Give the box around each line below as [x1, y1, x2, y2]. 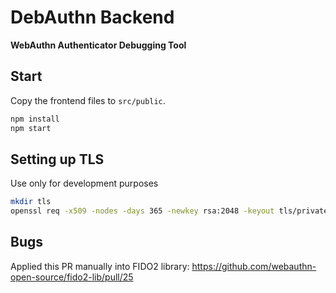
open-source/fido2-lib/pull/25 [10, 271, 134, 283]
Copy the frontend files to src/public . [10, 94, 166, 106]
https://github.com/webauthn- [191, 260, 317, 272]
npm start [10, 123, 52, 133]
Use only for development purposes [10, 177, 159, 190]
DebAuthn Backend [10, 6, 175, 29]
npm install [10, 114, 60, 124]
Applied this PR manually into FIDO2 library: [10, 260, 190, 272]
